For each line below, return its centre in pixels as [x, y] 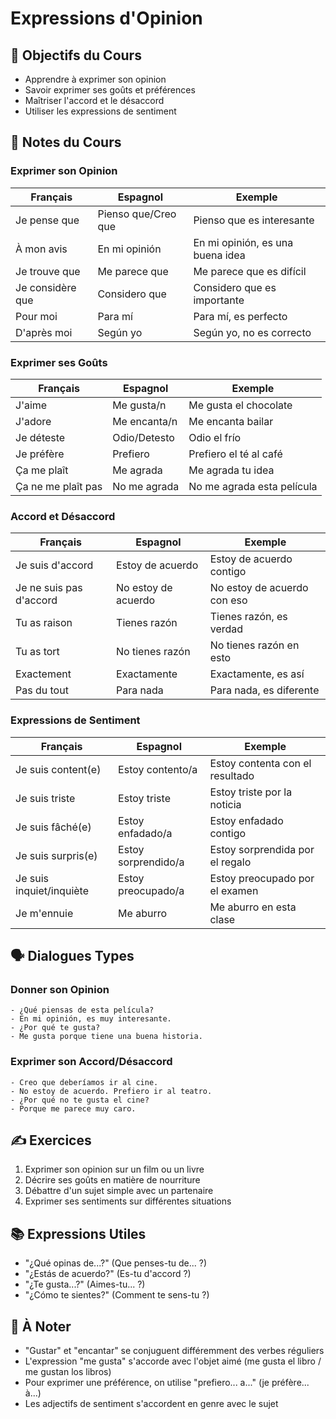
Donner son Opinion [60, 989]
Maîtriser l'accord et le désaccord [94, 100]
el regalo [230, 862]
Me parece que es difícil [250, 271]
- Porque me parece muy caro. [73, 1108]
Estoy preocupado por [262, 878]
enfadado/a [145, 833]
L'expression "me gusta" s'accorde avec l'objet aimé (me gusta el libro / [173, 1361]
